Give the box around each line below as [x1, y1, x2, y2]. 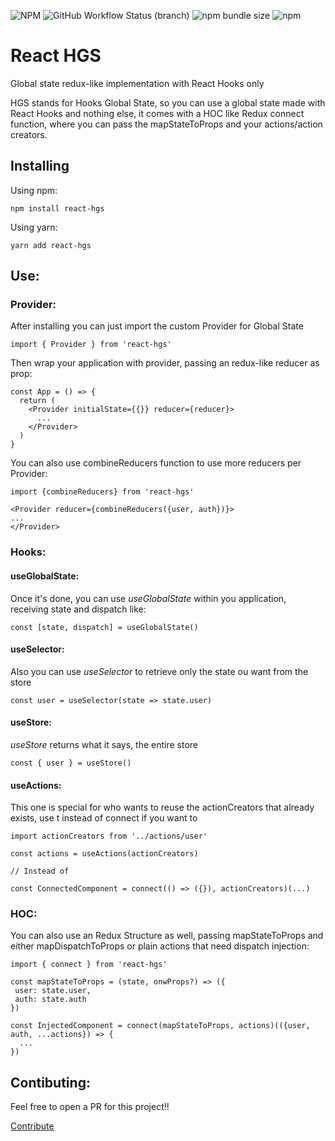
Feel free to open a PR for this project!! [10, 1101, 170, 1113]
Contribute [10, 1120, 55, 1132]
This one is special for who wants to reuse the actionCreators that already [10, 801, 315, 814]
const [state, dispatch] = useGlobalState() [10, 622, 199, 632]
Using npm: [10, 184, 58, 196]
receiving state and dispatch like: [10, 603, 147, 615]
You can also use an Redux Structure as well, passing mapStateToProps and [10, 930, 324, 942]
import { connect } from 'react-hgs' [10, 960, 168, 970]
